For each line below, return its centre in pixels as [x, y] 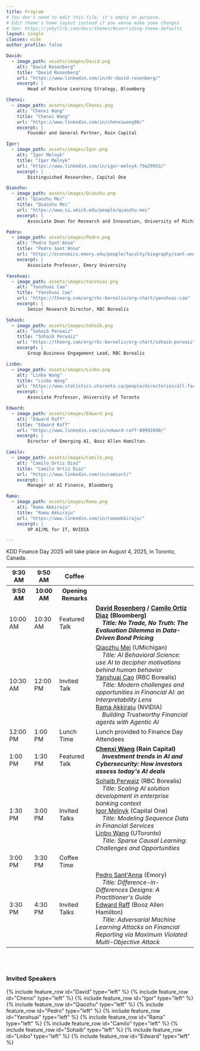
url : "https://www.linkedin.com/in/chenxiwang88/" [81, 122]
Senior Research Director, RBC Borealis [78, 309]
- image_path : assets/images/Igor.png [60, 150]
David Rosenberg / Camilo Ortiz [141, 608]
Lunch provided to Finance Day [139, 732]
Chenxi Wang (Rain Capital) [135, 749]
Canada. [16, 558]
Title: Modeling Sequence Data [145, 818]
